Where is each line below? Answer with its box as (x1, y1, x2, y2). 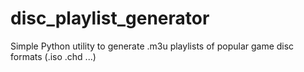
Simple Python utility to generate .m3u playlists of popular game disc (10, 40, 295, 52)
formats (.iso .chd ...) (10, 50, 97, 62)
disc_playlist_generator (10, 7, 210, 30)
